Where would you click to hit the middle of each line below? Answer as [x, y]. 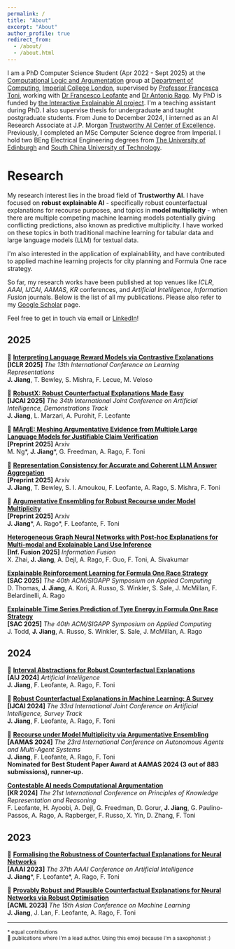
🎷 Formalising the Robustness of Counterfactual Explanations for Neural [114, 854]
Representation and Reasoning [52, 800]
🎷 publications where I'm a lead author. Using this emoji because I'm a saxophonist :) [109, 938]
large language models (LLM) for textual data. [73, 240]
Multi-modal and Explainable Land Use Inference [79, 544]
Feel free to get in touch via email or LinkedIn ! [73, 318]
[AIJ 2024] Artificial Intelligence [54, 677]
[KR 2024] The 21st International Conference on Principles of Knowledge [113, 793]
